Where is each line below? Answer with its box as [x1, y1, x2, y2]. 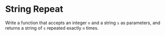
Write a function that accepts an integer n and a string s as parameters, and [5, 20, 161, 26]
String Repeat [5, 3, 63, 15]
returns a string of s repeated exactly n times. [5, 25, 99, 31]
